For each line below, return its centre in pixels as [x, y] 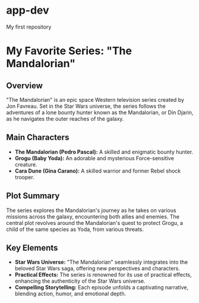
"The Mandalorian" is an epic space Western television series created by [95, 99]
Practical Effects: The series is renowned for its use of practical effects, [103, 275]
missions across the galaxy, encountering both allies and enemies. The [93, 216]
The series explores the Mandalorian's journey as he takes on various [91, 210]
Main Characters [38, 138]
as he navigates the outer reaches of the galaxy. [65, 118]
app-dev [28, 10]
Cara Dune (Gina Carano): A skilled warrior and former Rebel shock [98, 171]
